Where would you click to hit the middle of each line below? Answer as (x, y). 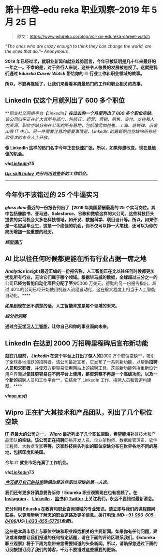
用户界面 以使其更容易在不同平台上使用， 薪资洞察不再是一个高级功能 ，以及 (79, 374)
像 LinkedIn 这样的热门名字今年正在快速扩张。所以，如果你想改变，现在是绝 (81, 147)
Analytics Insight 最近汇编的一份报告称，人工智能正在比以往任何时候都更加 (80, 271)
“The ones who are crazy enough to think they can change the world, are (78, 46)
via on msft (16, 396)
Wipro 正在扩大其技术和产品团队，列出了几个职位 (79, 412)
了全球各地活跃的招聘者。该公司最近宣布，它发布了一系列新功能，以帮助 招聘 (81, 362)
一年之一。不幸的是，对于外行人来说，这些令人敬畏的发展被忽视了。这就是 (79, 67)
